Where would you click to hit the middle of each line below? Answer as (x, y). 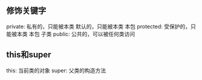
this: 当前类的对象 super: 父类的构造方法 (56, 70)
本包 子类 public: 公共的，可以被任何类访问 (82, 34)
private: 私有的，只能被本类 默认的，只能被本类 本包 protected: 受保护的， (99, 26)
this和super (29, 55)
